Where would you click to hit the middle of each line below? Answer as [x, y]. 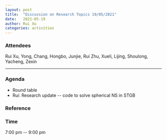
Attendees [18, 46]
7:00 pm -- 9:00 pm [25, 132]
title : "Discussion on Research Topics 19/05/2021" [61, 14]
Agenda [15, 79]
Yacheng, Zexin [21, 62]
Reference [18, 108]
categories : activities [30, 28]
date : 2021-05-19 [25, 19]
